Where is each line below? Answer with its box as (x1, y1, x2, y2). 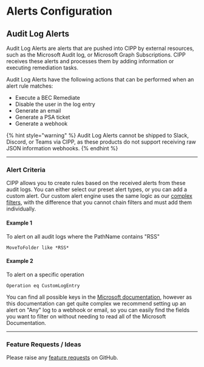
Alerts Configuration (6, 4, 112, 18)
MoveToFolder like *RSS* (6, 245, 69, 251)
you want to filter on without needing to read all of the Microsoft (6, 312, 166, 320)
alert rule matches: (6, 82, 53, 89)
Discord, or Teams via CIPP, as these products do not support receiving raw (6, 138, 196, 145)
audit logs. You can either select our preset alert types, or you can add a (6, 186, 187, 193)
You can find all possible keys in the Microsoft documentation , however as (6, 293, 192, 301)
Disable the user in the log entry (15, 100, 95, 108)
